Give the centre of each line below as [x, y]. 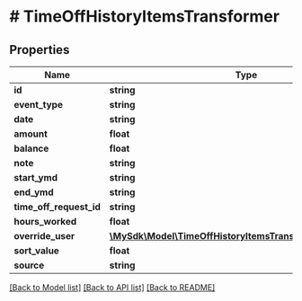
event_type [38, 105]
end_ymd [34, 192]
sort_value [37, 251]
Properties [40, 50]
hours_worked [45, 221]
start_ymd [36, 177]
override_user [44, 236]
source [29, 265]
